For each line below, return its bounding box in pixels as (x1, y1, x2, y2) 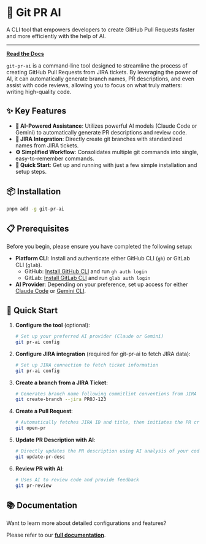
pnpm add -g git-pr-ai (6, 206, 64, 212)
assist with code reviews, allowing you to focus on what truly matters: (6, 81, 182, 88)
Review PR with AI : (15, 465, 64, 472)
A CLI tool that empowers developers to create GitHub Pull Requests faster (6, 26, 195, 33)
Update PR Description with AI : (15, 436, 96, 444)
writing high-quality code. (6, 88, 72, 95)
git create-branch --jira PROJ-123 (15, 396, 107, 403)
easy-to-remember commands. (15, 155, 95, 162)
